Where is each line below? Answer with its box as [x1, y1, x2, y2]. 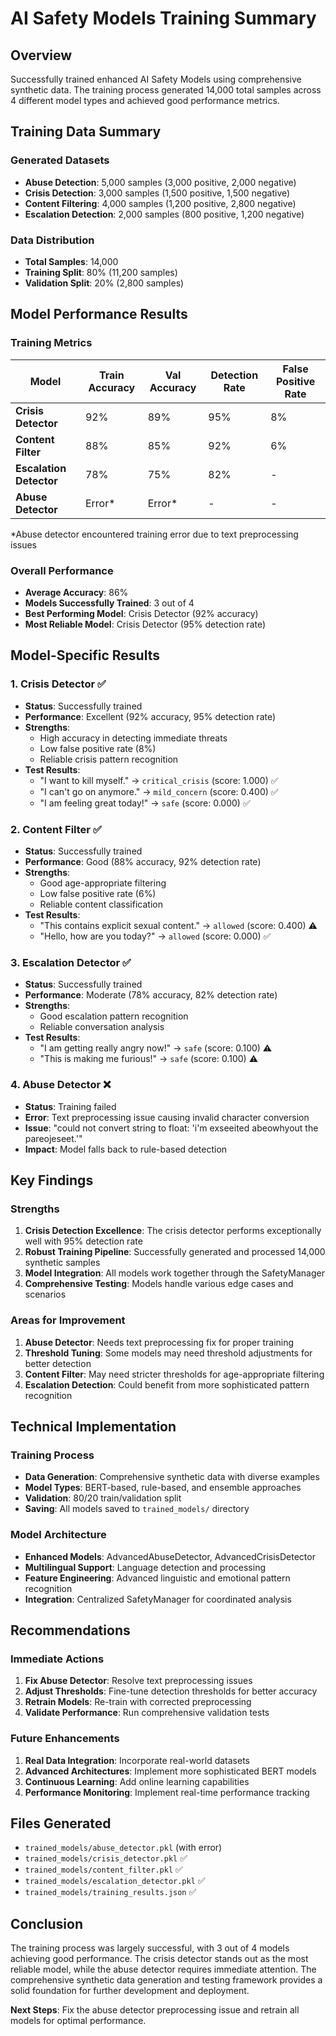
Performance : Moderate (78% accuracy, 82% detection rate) [24, 989, 278, 1001]
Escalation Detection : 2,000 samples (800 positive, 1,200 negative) [24, 208, 305, 220]
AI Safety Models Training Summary [10, 7, 317, 30]
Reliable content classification [39, 898, 163, 910]
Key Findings [10, 1172, 94, 1189]
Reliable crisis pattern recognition [39, 753, 179, 765]
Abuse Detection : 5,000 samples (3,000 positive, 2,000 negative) [24, 176, 297, 188]
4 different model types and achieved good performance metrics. [10, 95, 280, 106]
